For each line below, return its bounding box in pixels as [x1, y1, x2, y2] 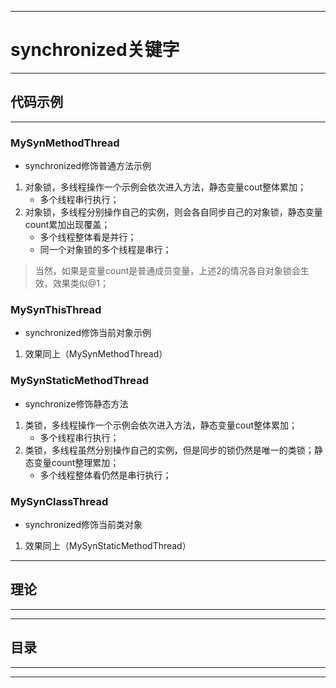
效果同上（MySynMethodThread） [24, 348, 168, 360]
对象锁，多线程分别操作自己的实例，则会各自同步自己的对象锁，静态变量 [24, 206, 323, 218]
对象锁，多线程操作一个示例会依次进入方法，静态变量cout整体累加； [24, 181, 307, 193]
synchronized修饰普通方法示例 [24, 160, 152, 172]
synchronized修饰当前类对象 [24, 518, 143, 530]
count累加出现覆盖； [24, 219, 111, 231]
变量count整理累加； [33, 456, 120, 468]
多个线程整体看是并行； [39, 231, 137, 243]
